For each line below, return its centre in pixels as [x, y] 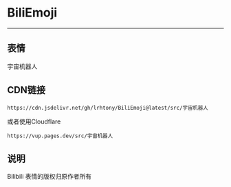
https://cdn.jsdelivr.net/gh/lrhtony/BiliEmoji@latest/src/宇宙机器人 [108, 108]
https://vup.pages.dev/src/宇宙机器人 [60, 136]
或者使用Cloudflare [34, 121]
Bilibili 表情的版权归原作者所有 [49, 177]
